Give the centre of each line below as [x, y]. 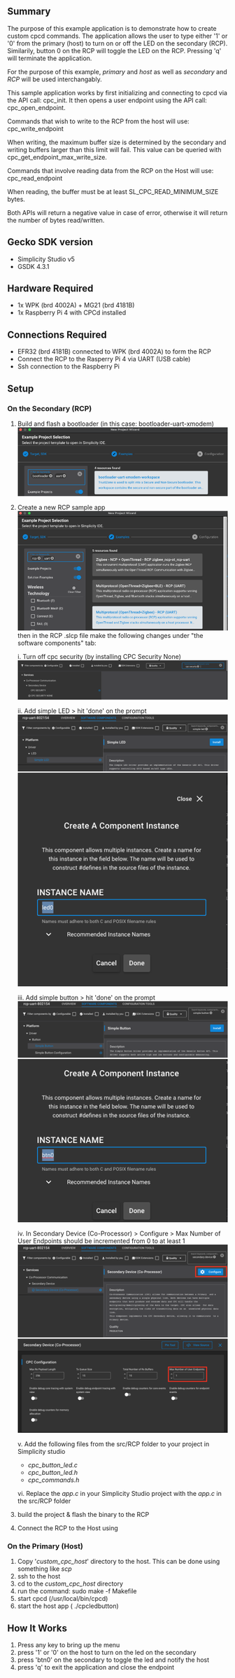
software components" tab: [57, 643]
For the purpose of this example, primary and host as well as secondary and [117, 71]
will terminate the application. [50, 58]
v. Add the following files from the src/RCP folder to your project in [113, 1444]
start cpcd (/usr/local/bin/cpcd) [63, 1599]
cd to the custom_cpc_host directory [70, 1584]
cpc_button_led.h [53, 1472]
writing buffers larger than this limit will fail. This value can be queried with [114, 149]
